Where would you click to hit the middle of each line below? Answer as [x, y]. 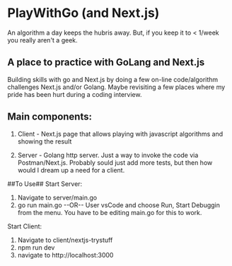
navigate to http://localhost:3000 [65, 255]
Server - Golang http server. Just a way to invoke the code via [108, 155]
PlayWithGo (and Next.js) [83, 13]
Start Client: [25, 226]
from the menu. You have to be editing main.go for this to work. [110, 212]
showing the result [45, 141]
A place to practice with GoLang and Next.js [106, 63]
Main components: [50, 117]
